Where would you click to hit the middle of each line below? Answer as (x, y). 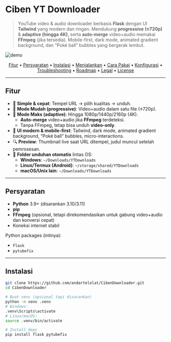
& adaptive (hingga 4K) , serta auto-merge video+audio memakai (87, 34)
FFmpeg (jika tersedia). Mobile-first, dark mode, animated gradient (88, 40)
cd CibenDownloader (26, 288)
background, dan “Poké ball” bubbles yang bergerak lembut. (81, 45)
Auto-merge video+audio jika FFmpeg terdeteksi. (73, 120)
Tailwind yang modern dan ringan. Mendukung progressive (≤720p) (90, 29)
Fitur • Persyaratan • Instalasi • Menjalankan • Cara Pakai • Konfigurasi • (85, 65)
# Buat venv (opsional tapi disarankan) (49, 297)
